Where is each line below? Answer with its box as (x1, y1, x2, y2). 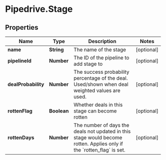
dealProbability (7, 81, 44, 88)
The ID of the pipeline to (73, 54, 129, 61)
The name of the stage (73, 46, 126, 53)
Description (88, 38, 117, 45)
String (49, 46, 64, 53)
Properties (5, 23, 39, 32)
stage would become (73, 134, 123, 141)
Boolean (49, 107, 69, 114)
